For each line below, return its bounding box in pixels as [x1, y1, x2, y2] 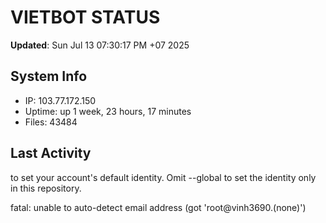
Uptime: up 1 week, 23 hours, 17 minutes [24, 105, 192, 117]
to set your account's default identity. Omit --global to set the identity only [10, 171, 317, 183]
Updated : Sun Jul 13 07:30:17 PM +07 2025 [10, 39, 190, 51]
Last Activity [10, 145, 92, 162]
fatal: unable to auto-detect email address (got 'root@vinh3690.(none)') [10, 201, 307, 213]
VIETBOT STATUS [10, 6, 161, 29]
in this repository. [10, 182, 82, 194]
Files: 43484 [24, 116, 78, 128]
